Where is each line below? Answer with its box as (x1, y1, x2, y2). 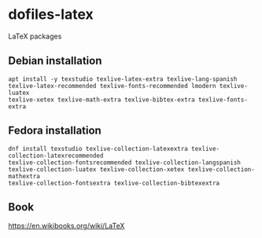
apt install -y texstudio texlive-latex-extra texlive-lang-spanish (8, 75, 238, 83)
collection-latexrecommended (8, 152, 104, 159)
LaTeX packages (8, 31, 62, 41)
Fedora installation (8, 124, 102, 137)
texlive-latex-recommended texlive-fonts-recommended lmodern (8, 82, 216, 90)
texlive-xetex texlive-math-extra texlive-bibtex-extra (8, 96, 195, 104)
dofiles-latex (8, 5, 94, 24)
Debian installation (8, 54, 102, 68)
